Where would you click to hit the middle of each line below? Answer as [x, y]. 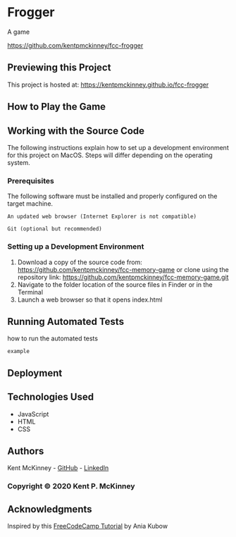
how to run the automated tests [53, 338]
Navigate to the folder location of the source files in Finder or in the [115, 284]
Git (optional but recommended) [55, 229]
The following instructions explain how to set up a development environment [118, 147]
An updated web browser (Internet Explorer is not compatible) [102, 217]
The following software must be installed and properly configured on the [112, 196]
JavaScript [33, 414]
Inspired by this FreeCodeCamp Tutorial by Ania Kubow [87, 526]
